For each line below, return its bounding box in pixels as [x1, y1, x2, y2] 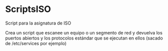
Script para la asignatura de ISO [5, 20, 71, 26]
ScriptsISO [5, 3, 51, 15]
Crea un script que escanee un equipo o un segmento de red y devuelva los [5, 29, 162, 35]
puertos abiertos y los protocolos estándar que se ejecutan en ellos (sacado [5, 35, 163, 41]
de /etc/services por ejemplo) [5, 40, 67, 46]
